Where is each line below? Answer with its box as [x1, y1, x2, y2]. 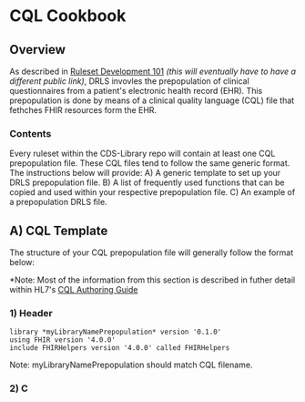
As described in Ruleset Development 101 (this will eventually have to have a [9, 66, 297, 77]
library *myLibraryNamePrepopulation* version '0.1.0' [9, 327, 222, 337]
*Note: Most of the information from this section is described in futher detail [9, 274, 296, 285]
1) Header [9, 307, 53, 320]
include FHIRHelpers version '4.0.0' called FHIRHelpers [9, 344, 230, 353]
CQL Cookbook [9, 5, 127, 26]
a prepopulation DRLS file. [9, 197, 107, 208]
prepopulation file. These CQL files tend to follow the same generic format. [9, 158, 290, 169]
